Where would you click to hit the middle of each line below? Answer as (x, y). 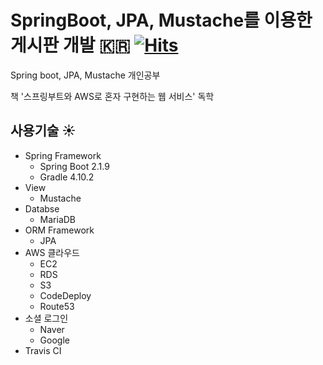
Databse (42, 208)
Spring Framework (63, 155)
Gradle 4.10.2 (67, 177)
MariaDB (58, 219)
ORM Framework (59, 230)
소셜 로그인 (46, 318)
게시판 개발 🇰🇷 (70, 45)
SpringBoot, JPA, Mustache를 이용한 (161, 20)
